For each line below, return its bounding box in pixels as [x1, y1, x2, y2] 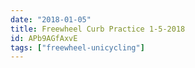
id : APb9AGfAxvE [10, 33, 78, 43]
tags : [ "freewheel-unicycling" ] [10, 42, 145, 53]
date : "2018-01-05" [10, 14, 92, 25]
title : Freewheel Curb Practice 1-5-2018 [10, 24, 186, 34]
